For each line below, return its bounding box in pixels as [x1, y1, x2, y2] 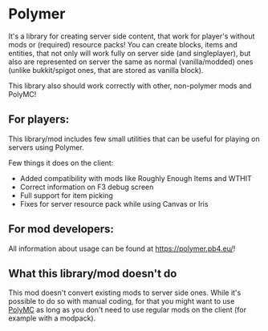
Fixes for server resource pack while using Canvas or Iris [19, 199, 209, 208]
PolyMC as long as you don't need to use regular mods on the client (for [8, 305, 247, 315]
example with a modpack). [8, 313, 96, 323]
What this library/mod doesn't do [8, 266, 177, 281]
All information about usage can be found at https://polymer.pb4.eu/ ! [8, 244, 236, 253]
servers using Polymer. [8, 142, 84, 152]
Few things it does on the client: [8, 158, 114, 168]
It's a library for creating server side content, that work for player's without [8, 31, 255, 41]
